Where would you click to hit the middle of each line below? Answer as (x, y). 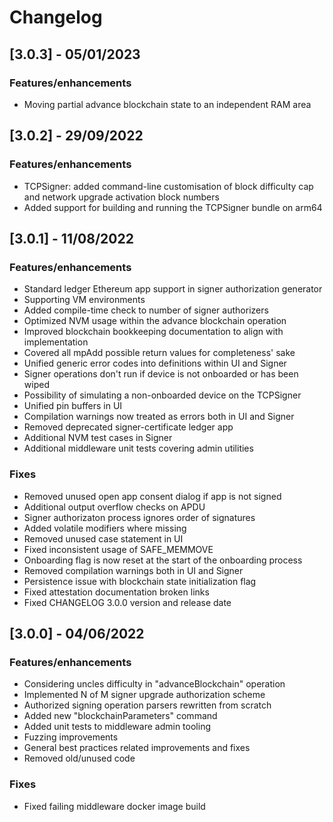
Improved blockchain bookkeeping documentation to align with (153, 332)
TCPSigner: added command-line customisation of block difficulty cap (168, 186)
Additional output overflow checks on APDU (114, 507)
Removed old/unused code (79, 758)
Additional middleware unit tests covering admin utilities (138, 448)
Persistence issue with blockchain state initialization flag (140, 581)
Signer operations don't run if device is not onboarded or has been (161, 374)
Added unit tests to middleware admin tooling (117, 727)
